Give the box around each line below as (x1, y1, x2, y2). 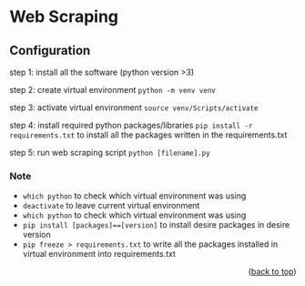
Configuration (9, 43, 91, 58)
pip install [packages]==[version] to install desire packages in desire (22, 220, 290, 230)
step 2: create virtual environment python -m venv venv (9, 85, 216, 95)
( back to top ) (248, 266, 297, 277)
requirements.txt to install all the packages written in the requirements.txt (9, 129, 288, 140)
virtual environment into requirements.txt (22, 249, 176, 260)
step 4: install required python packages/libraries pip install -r (9, 120, 253, 130)
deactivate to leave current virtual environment (22, 200, 200, 211)
